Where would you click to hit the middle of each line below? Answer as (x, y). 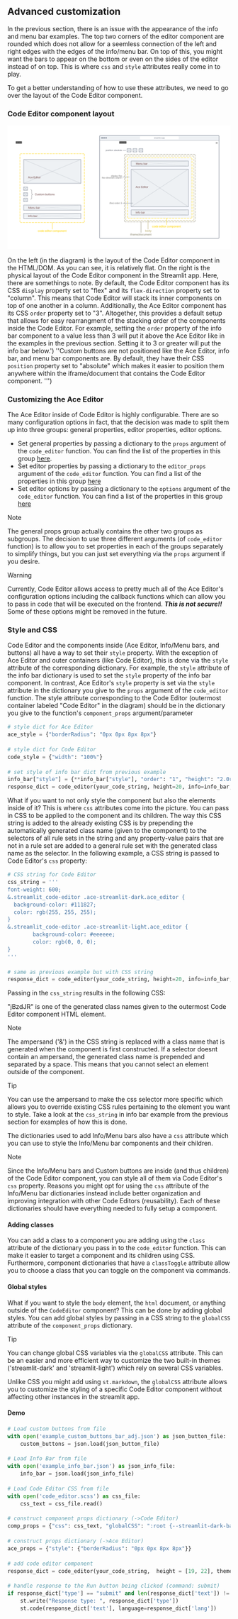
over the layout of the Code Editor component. (75, 95)
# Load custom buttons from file (57, 1429)
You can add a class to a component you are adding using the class (106, 1240)
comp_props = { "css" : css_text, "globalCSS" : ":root (87, 1526)
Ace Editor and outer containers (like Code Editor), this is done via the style (118, 661)
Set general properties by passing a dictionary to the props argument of (122, 443)
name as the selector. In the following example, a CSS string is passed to (113, 853)
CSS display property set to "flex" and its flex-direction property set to (113, 290)
